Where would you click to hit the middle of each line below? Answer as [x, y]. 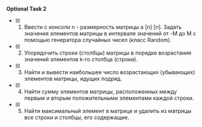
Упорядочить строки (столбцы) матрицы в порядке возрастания [108, 53]
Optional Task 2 [26, 9]
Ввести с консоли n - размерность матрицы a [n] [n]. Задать [103, 27]
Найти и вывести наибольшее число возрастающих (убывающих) [109, 72]
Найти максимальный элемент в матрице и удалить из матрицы [108, 111]
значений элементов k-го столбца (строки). [81, 59]
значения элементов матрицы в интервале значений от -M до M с [110, 33]
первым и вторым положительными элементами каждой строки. [109, 98]
